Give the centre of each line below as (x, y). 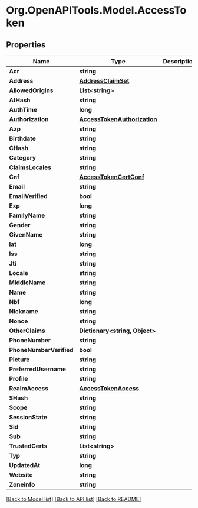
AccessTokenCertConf (112, 177)
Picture (19, 360)
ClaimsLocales (30, 167)
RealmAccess (29, 388)
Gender (20, 225)
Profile (19, 379)
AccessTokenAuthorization (118, 119)
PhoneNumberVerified (41, 350)
